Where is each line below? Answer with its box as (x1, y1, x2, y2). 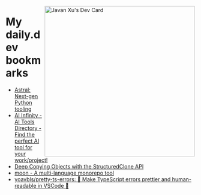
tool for (14, 143, 32, 150)
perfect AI (14, 137, 40, 144)
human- (172, 175, 192, 183)
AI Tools (14, 118, 35, 125)
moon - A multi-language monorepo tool (14, 169, 115, 176)
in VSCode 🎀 (37, 182, 70, 189)
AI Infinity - (14, 111, 43, 119)
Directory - (14, 124, 42, 132)
